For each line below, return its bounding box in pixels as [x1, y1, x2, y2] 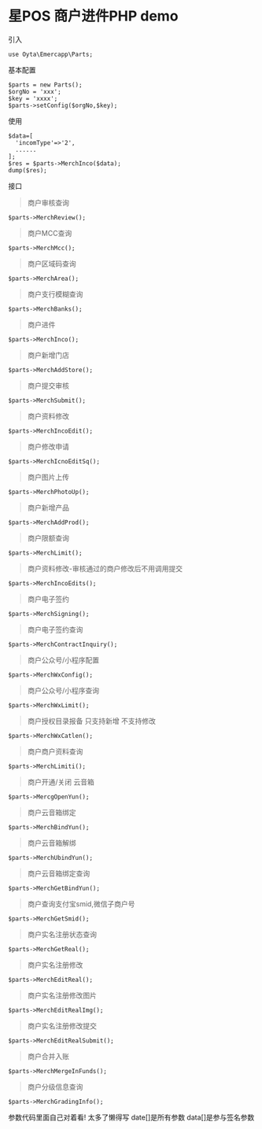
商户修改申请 [27, 441, 69, 451]
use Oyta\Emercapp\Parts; [8, 50, 93, 58]
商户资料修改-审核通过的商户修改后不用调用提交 [27, 563, 183, 573]
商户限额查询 [27, 533, 69, 543]
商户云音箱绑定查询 [27, 869, 90, 878]
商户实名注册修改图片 [27, 991, 97, 1000]
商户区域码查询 [27, 259, 76, 268]
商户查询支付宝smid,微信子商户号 [27, 898, 135, 909]
